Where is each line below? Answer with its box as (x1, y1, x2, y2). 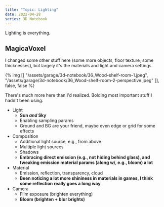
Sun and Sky (19, 112, 47, 119)
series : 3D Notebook (5, 16, 48, 21)
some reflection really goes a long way (19, 181, 101, 187)
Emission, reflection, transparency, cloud (19, 170, 103, 176)
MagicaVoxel (5, 44, 46, 52)
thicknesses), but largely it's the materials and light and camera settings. (5, 63, 153, 69)
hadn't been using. (5, 97, 43, 104)
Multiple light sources (19, 144, 64, 150)
